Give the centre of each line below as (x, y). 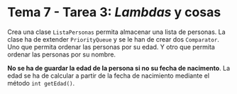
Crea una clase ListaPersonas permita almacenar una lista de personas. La (116, 32)
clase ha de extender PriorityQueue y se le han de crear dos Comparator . (114, 39)
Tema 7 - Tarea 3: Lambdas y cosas (114, 12)
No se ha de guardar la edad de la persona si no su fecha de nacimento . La (119, 68)
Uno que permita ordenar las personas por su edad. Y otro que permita (111, 47)
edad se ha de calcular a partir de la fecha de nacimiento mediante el (109, 76)
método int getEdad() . (41, 83)
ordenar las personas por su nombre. (61, 54)
